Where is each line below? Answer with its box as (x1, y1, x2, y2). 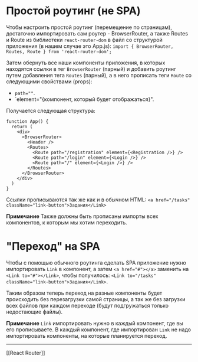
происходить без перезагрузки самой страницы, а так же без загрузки (6, 295, 186, 302)
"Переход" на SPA (6, 240, 100, 253)
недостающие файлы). (6, 308, 63, 315)
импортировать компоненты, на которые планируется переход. (6, 332, 167, 339)
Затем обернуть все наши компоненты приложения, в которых (6, 59, 166, 66)
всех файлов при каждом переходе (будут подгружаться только (6, 302, 169, 309)
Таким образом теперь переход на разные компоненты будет (6, 289, 163, 296)
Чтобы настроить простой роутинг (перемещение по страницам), (6, 24, 172, 31)
